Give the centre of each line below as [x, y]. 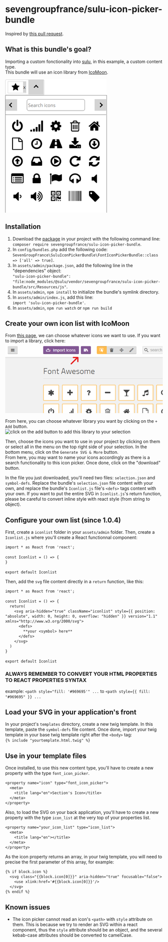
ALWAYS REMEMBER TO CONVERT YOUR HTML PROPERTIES [81, 674]
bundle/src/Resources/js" [39, 287]
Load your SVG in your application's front [71, 712]
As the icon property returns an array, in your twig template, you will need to [84, 857]
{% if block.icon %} [27, 872]
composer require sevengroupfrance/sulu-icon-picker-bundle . [77, 244]
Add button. [16, 427]
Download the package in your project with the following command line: [86, 239]
